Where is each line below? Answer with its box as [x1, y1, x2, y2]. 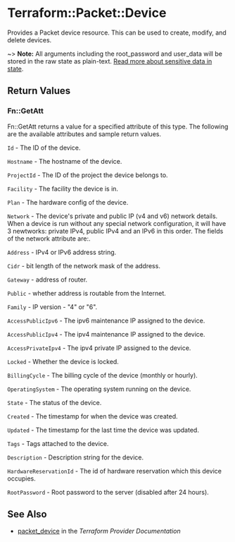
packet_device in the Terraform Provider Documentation [17, 527, 181, 536]
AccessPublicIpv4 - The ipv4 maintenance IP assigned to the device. [7, 330, 205, 338]
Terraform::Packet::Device [7, 5, 167, 21]
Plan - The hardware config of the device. [7, 198, 129, 206]
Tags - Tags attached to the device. [7, 439, 109, 447]
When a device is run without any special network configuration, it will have [7, 219, 227, 227]
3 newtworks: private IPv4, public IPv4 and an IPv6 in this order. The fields [7, 227, 224, 235]
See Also [7, 508, 47, 520]
